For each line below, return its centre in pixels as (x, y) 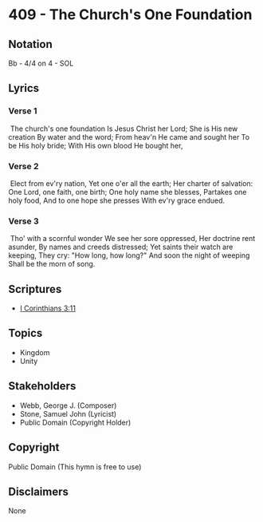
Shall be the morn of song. (52, 264)
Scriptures (35, 289)
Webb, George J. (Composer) (68, 405)
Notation (31, 44)
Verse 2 (24, 166)
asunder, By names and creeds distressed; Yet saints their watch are (121, 247)
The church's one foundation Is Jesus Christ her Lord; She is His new (124, 129)
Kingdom (35, 352)
